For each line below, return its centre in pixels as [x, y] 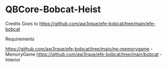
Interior [13, 59]
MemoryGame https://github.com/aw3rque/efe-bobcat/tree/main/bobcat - [84, 54]
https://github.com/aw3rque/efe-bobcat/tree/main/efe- [97, 24]
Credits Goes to [22, 24]
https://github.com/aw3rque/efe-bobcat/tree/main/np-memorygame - [79, 49]
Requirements [20, 39]
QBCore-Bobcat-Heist [53, 9]
